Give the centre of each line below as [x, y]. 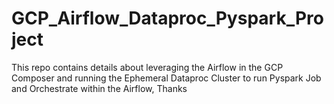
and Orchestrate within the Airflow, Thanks [99, 88]
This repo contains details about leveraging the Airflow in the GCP [147, 67]
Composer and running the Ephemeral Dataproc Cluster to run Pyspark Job [166, 78]
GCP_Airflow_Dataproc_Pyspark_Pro [167, 18]
